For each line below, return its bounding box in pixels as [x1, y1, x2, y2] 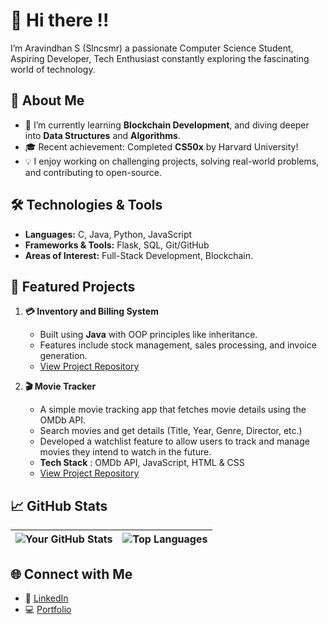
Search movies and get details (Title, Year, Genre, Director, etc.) [39, 425, 303, 437]
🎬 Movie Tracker [24, 380, 97, 393]
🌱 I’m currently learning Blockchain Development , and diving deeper [24, 119, 310, 131]
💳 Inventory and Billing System [24, 305, 159, 318]
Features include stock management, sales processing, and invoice [39, 339, 317, 351]
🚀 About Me [10, 92, 85, 109]
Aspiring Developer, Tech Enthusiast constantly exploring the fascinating [10, 52, 310, 64]
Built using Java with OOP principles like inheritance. [39, 329, 258, 341]
